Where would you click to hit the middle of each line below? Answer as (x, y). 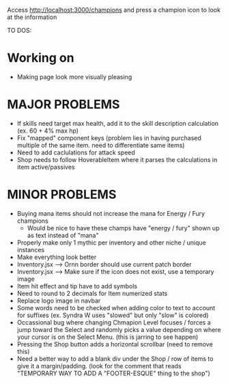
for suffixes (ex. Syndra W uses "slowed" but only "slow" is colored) (113, 315)
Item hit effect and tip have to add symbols (77, 286)
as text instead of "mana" (63, 235)
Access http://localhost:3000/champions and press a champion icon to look (114, 10)
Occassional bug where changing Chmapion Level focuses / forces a (114, 322)
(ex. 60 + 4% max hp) (48, 131)
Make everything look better (57, 257)
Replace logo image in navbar (59, 301)
